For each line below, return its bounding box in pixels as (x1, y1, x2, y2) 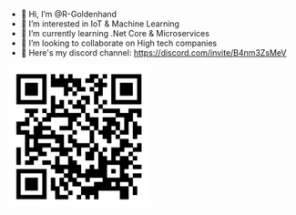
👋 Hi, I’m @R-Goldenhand (20, 9, 117, 19)
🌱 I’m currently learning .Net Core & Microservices (20, 28, 210, 38)
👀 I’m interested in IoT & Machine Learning (20, 18, 180, 29)
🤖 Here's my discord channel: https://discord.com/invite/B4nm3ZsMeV (20, 47, 287, 58)
